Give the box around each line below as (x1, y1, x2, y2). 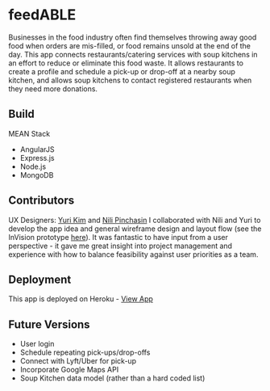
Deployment (8, 272, 72, 286)
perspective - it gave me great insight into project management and (8, 241, 232, 250)
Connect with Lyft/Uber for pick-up (19, 356, 137, 366)
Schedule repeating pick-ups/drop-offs (19, 347, 151, 357)
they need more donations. (8, 83, 98, 94)
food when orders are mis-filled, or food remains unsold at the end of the (8, 40, 251, 50)
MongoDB (19, 170, 54, 179)
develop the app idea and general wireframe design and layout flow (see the (8, 224, 262, 233)
